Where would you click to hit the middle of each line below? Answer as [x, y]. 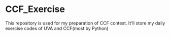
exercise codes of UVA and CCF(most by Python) [57, 28]
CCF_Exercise [35, 9]
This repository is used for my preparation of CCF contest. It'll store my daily [85, 23]
